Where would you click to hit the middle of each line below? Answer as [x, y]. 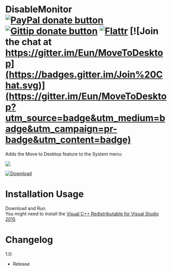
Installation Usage [45, 194]
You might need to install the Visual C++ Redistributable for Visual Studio [82, 214]
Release [21, 264]
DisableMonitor [39, 9]
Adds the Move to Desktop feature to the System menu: [64, 154]
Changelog [29, 240]
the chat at [29, 42]
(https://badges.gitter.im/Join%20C [84, 75]
